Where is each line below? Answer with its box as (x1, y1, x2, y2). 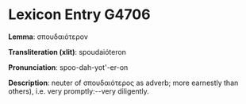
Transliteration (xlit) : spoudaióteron (8, 47, 127, 56)
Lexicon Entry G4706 (8, 6, 151, 24)
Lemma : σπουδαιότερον (8, 32, 89, 41)
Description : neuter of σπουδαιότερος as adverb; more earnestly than (8, 78, 239, 87)
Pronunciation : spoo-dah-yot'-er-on (8, 62, 129, 72)
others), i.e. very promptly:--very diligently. (8, 86, 149, 96)
